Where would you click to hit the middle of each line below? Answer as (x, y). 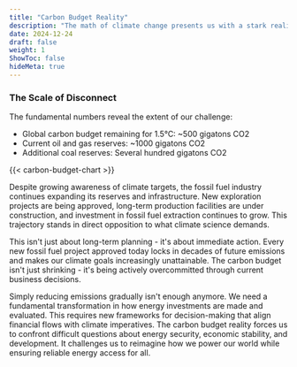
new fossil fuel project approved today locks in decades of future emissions (147, 251)
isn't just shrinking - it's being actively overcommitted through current (136, 270)
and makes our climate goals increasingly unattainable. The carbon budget (145, 261)
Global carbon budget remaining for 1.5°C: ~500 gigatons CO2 (136, 134)
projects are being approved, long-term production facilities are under (137, 206)
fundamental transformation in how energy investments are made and (136, 306)
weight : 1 (27, 50)
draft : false (33, 42)
